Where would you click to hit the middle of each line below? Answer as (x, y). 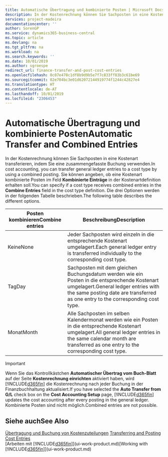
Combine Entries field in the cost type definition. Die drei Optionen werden (82, 191)
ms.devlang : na (21, 43)
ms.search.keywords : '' (30, 56)
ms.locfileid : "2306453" (31, 98)
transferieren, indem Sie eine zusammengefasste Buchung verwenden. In (80, 164)
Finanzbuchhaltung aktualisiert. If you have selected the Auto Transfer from (83, 389)
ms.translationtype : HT (30, 84)
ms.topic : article (24, 38)
